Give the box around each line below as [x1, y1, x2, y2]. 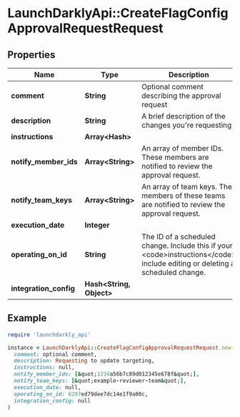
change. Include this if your [141, 241, 234, 251]
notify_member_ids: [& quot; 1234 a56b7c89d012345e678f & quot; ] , [14, 371, 200, 378]
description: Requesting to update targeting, [14, 357, 155, 365]
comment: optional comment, [14, 351, 98, 358]
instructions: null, [14, 364, 75, 371]
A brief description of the [141, 111, 226, 121]
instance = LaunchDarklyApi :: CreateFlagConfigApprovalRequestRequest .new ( [7, 344, 235, 351]
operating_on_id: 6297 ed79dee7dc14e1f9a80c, [14, 391, 149, 398]
